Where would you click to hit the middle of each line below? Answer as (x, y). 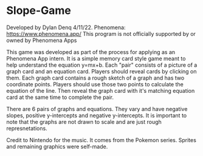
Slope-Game (39, 11)
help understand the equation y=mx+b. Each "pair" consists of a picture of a (102, 65)
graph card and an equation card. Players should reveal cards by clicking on (101, 71)
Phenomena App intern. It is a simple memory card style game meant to (96, 58)
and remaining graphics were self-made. (57, 146)
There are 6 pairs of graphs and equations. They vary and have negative (97, 109)
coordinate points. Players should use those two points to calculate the (95, 84)
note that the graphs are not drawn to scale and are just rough (84, 121)
